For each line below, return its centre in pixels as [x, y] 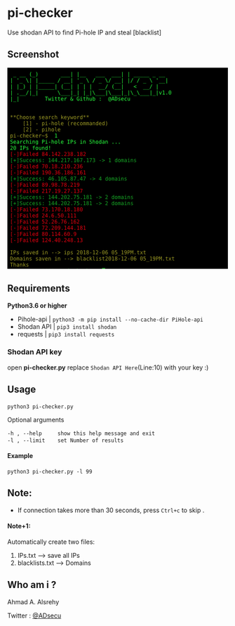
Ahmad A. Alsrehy [33, 601]
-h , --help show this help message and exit [81, 433]
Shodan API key [35, 352]
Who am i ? [32, 585]
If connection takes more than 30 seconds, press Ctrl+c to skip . [111, 510]
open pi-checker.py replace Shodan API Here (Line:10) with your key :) [108, 367]
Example [20, 456]
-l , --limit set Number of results [66, 441]
